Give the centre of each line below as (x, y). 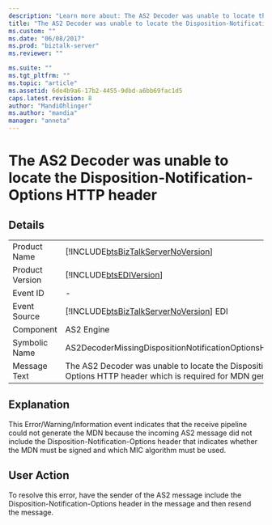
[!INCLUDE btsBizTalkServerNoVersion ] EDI (147, 311)
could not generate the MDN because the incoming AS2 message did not (130, 433)
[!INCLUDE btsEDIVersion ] (114, 275)
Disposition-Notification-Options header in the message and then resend (130, 503)
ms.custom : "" (32, 31)
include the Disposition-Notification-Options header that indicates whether (133, 441)
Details (26, 224)
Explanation (39, 405)
